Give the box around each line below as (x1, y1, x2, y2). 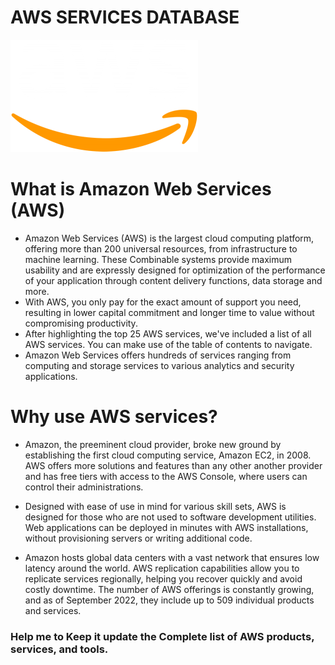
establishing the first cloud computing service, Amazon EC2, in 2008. (24, 449, 312, 461)
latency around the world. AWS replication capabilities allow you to (24, 562, 300, 574)
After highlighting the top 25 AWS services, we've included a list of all (24, 327, 312, 340)
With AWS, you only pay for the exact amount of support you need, (24, 296, 302, 308)
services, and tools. (10, 642, 109, 656)
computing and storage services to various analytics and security (24, 359, 295, 371)
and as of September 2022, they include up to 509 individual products (24, 594, 315, 606)
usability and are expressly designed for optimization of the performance (24, 264, 326, 276)
